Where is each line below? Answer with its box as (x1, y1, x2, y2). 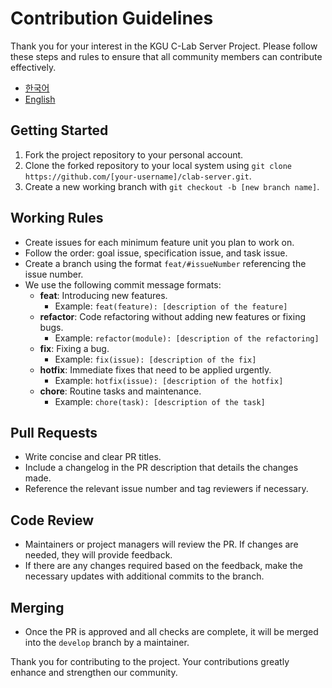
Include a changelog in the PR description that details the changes (24, 462, 299, 474)
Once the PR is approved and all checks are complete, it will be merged (24, 626, 319, 637)
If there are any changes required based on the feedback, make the (24, 560, 303, 572)
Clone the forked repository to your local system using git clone (24, 159, 293, 171)
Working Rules (10, 210, 104, 227)
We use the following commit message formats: (24, 278, 222, 291)
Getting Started (10, 122, 109, 139)
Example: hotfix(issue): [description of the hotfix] (54, 374, 284, 386)
